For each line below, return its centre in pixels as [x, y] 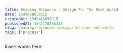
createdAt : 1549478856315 [32, 19]
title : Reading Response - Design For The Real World [62, 10]
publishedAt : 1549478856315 [34, 23]
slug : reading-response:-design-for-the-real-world [59, 28]
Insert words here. [24, 46]
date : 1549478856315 [26, 14]
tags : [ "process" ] [24, 32]
